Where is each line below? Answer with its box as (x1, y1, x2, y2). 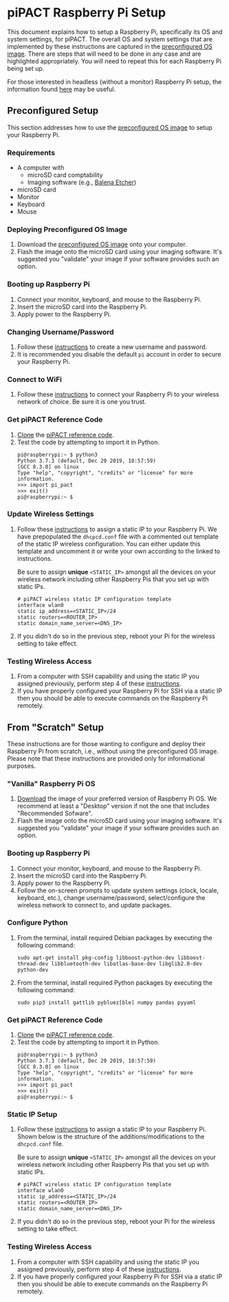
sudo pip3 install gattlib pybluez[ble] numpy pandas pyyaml (17, 999, 197, 1006)
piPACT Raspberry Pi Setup (7, 5, 166, 21)
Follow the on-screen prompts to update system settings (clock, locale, (17, 886, 219, 894)
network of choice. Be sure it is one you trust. (17, 398, 146, 406)
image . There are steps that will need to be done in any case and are (7, 50, 201, 58)
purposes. (7, 761, 36, 770)
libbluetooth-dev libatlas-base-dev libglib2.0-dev (51, 960, 203, 967)
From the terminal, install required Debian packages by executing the (17, 933, 212, 942)
